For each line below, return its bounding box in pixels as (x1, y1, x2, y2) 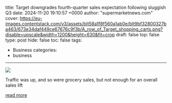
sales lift (5, 82, 23, 88)
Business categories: (12, 47, 57, 53)
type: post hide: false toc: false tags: (5, 37, 82, 43)
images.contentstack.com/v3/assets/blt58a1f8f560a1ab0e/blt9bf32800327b (5, 20, 167, 27)
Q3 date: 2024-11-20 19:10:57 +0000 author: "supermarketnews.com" (5, 10, 153, 16)
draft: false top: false (116, 32, 160, 37)
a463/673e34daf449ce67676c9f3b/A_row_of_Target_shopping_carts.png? (5, 26, 163, 32)
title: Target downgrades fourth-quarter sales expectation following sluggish (5, 5, 166, 10)
